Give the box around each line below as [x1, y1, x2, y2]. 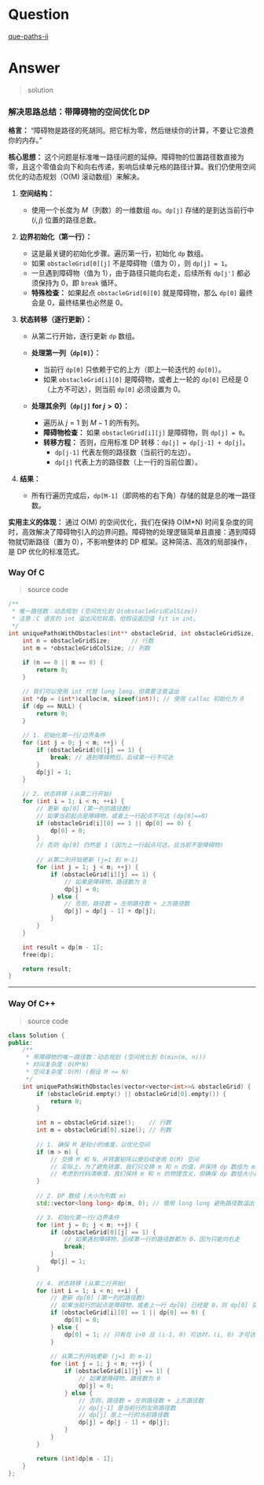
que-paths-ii [8, 31, 49, 41]
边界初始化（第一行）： [19, 232, 93, 242]
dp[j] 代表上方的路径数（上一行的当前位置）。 [54, 457, 202, 467]
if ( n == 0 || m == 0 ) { [22, 659, 104, 667]
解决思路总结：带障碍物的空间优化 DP [8, 106, 151, 117]
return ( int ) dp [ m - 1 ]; [36, 1454, 114, 1462]
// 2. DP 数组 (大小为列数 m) [36, 1192, 127, 1200]
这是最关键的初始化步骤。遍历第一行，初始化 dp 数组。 [31, 249, 208, 258]
